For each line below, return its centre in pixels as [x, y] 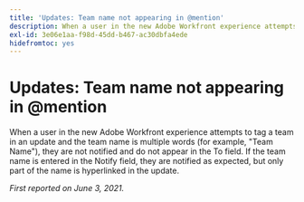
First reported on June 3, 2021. [67, 188]
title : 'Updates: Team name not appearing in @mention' [117, 18]
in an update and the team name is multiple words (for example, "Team [141, 142]
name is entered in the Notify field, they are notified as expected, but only [147, 161]
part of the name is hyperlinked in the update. [95, 171]
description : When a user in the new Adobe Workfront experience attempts [153, 26]
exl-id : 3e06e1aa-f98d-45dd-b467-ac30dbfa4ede [99, 34]
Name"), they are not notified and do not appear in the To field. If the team [148, 151]
